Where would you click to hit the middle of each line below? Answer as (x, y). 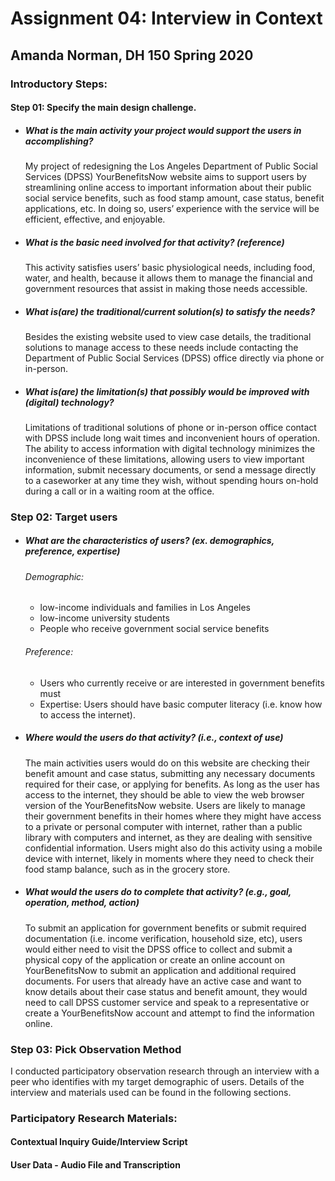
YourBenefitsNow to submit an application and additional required (160, 970)
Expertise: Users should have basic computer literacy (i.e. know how (181, 704)
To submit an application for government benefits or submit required (165, 928)
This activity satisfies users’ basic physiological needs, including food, (170, 268)
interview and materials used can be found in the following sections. (151, 1092)
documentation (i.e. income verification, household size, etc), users (163, 938)
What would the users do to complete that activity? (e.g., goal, (158, 892)
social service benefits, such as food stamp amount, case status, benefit (174, 198)
